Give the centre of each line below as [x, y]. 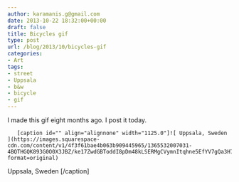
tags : [15, 67]
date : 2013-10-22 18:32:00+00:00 [57, 21]
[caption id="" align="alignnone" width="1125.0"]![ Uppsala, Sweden [122, 133]
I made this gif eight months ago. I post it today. [77, 120]
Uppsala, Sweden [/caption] [48, 171]
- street [20, 73]
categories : [25, 54]
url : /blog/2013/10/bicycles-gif [57, 47]
